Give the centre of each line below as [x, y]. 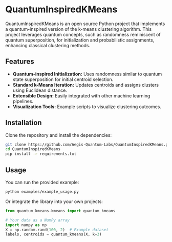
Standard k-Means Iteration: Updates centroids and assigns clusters [86, 85]
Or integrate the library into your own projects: [54, 201]
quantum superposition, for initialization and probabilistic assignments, [80, 40]
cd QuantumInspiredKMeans [33, 149]
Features [20, 62]
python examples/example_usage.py [42, 192]
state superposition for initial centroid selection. [63, 79]
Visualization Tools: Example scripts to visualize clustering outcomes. [87, 107]
